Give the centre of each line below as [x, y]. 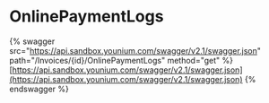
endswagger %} [39, 89]
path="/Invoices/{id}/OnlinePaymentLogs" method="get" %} [121, 60]
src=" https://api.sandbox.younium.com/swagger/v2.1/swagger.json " [135, 50]
